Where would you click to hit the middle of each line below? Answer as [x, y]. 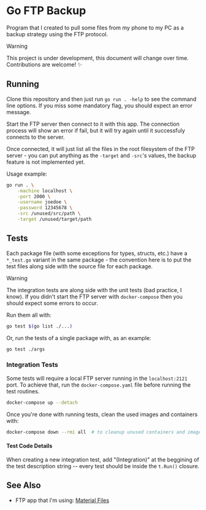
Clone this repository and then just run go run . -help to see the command [101, 99]
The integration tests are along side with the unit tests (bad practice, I [94, 290]
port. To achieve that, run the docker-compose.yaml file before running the [99, 385]
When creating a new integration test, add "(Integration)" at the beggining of [103, 459]
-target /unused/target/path [55, 219]
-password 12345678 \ [45, 208]
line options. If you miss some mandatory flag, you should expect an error [100, 106]
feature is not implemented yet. [46, 162]
